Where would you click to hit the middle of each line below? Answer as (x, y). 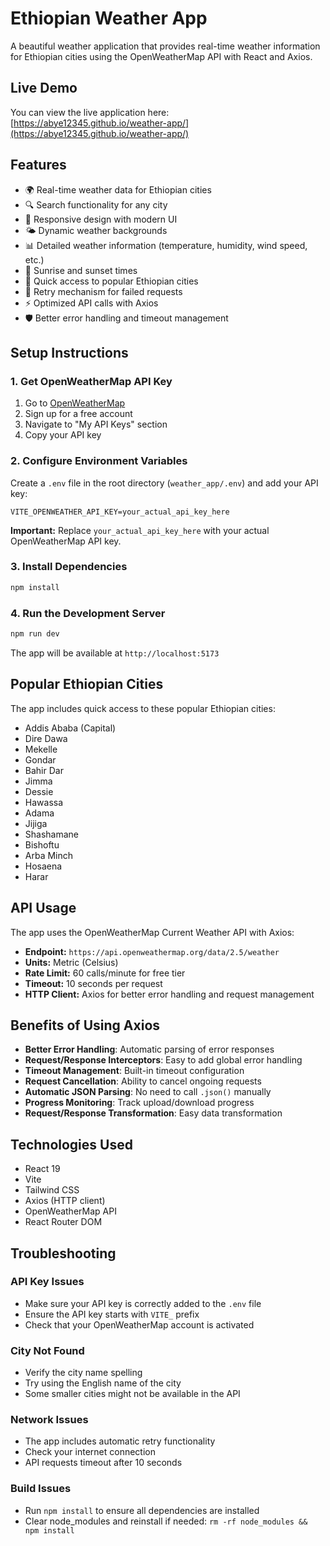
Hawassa (44, 802)
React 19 (42, 1169)
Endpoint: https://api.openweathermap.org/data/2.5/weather (152, 951)
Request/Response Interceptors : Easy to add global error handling (163, 1060)
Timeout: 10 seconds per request (93, 983)
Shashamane (52, 834)
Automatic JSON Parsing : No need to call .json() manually (148, 1092)
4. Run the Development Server (88, 613)
